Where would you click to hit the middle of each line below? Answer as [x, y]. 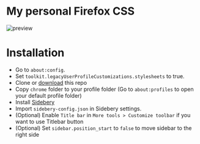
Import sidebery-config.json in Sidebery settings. [78, 109]
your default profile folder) [48, 95]
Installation [35, 53]
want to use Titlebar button [49, 121]
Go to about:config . [40, 70]
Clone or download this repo [51, 82]
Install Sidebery [35, 102]
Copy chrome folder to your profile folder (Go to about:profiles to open [104, 89]
